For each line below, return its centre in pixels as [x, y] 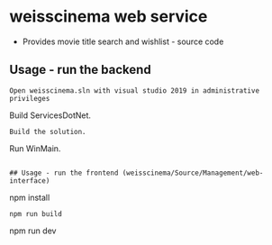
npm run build [36, 213]
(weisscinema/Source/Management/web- [193, 173]
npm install [30, 197]
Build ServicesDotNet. [50, 115]
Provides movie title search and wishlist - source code [123, 41]
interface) [30, 181]
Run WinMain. [35, 148]
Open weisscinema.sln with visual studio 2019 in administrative [134, 91]
